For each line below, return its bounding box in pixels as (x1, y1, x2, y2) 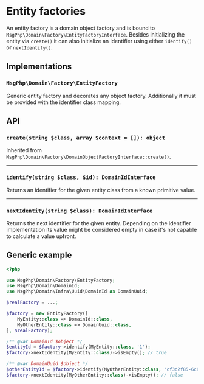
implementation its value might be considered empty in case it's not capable (6, 226, 197, 233)
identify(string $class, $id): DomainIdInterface (6, 174, 156, 181)
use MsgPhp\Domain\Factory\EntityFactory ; (6, 277, 115, 284)
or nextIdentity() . (6, 44, 53, 51)
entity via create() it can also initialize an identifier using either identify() (6, 37, 192, 44)
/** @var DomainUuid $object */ (6, 361, 88, 367)
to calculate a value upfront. (6, 232, 76, 240)
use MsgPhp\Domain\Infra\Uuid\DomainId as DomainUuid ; (6, 288, 148, 295)
